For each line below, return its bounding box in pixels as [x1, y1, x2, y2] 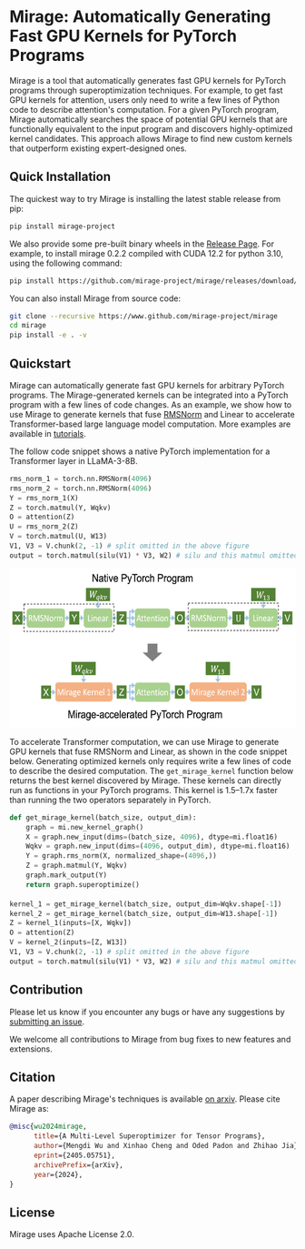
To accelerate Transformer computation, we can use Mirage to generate [9, 736, 280, 747]
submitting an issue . [9, 1016, 84, 1027]
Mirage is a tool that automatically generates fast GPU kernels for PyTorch [9, 75, 287, 86]
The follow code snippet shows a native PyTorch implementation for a [9, 446, 271, 457]
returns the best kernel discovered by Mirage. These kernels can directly [9, 775, 281, 786]
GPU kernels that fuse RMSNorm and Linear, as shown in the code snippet [9, 746, 288, 757]
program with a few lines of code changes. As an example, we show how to [9, 398, 292, 410]
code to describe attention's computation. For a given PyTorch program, [9, 104, 280, 115]
